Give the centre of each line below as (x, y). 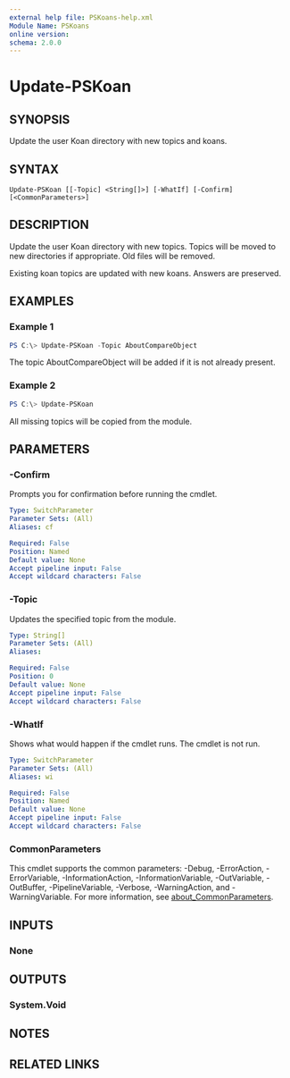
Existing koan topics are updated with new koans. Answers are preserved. (145, 273)
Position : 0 (31, 677)
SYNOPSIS (40, 119)
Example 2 (33, 385)
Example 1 (32, 327)
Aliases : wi (31, 777)
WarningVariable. (41, 897)
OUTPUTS (38, 979)
